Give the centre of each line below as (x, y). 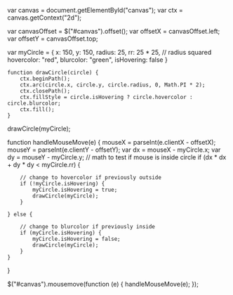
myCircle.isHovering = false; (76, 239)
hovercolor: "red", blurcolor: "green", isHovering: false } (88, 60)
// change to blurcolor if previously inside (88, 227)
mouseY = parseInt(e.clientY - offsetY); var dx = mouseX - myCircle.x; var (114, 150)
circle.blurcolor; (34, 103)
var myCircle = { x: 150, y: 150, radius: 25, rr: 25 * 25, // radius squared (109, 52)
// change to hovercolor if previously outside (91, 178)
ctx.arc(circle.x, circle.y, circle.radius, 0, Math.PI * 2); (113, 85)
